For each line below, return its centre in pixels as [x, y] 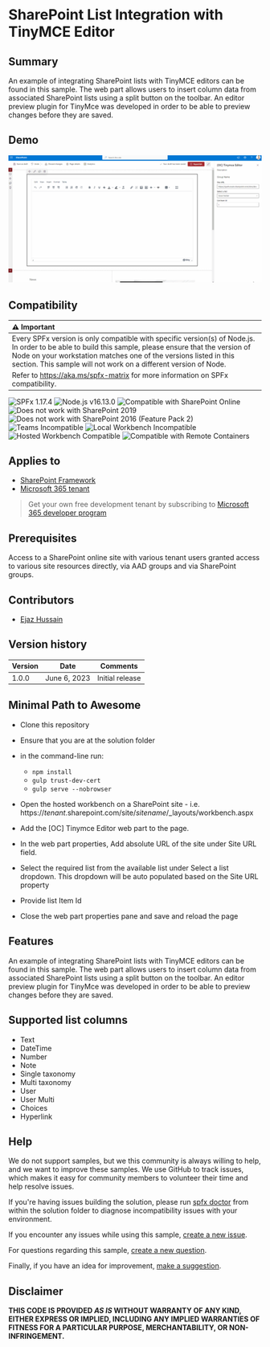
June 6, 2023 [68, 678]
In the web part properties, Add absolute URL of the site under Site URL [138, 843]
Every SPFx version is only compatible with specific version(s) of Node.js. [133, 338]
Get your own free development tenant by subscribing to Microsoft [138, 505]
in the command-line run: [62, 755]
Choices [34, 1107]
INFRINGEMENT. [37, 1337]
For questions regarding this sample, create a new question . [108, 1251]
